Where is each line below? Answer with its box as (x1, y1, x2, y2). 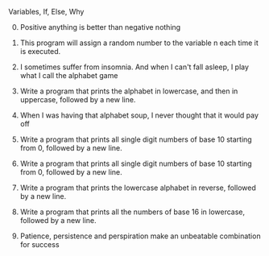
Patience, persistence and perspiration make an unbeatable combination (19, 231, 261, 241)
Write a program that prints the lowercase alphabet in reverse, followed (19, 183, 256, 192)
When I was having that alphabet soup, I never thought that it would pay (19, 110, 259, 120)
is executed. (19, 47, 61, 56)
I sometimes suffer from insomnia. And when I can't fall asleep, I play (19, 62, 250, 72)
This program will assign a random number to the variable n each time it (19, 38, 259, 47)
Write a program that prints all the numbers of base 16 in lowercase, (19, 207, 246, 217)
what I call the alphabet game (19, 71, 118, 80)
